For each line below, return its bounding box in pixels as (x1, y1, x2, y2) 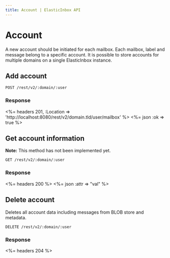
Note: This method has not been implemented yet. (5, 148, 111, 154)
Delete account (5, 195, 55, 204)
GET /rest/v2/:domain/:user (5, 157, 65, 163)
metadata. (5, 214, 26, 220)
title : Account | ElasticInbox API (5, 7, 81, 13)
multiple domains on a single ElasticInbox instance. (5, 57, 112, 63)
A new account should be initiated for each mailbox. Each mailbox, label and (5, 46, 165, 52)
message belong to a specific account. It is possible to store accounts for (5, 51, 159, 58)
